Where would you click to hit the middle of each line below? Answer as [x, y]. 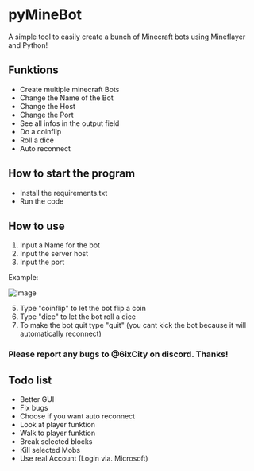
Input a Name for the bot [60, 245]
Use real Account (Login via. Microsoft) [84, 458]
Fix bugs [34, 408]
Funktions [34, 70]
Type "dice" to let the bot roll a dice [78, 317]
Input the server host [54, 254]
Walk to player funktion [58, 433]
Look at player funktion [58, 425]
